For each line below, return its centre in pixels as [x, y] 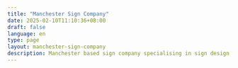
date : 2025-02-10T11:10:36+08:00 [57, 21]
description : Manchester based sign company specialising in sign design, [120, 54]
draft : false [27, 27]
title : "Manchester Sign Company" [58, 14]
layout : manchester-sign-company [57, 47]
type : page [23, 40]
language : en [27, 34]
